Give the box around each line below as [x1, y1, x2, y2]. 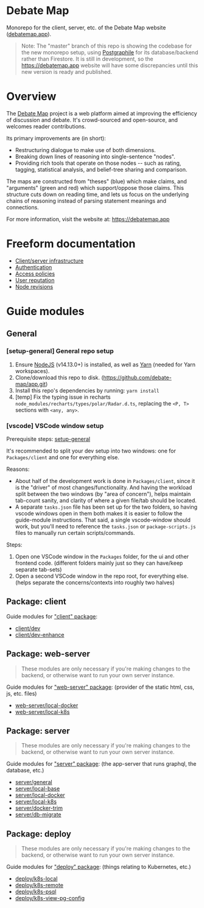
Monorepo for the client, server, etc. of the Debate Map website [6, 24, 166, 31]
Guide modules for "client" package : [6, 612, 98, 620]
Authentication [15, 263, 52, 271]
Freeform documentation [6, 237, 136, 251]
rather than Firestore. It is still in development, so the [21, 55, 153, 62]
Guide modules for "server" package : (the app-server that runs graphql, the [6, 760, 197, 768]
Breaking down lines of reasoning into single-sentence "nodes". [15, 153, 175, 160]
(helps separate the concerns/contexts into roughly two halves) [15, 578, 175, 586]
